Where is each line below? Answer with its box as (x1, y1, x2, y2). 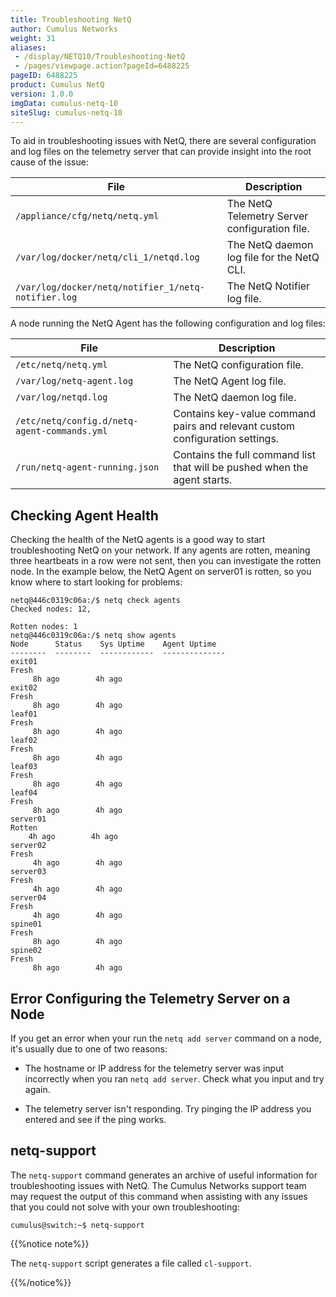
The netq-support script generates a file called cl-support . (10, 1257, 252, 1269)
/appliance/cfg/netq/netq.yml (15, 211, 160, 222)
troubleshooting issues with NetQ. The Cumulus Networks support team (10, 1179, 307, 1191)
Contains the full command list (173, 448, 316, 462)
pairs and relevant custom (173, 419, 296, 433)
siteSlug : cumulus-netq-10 (10, 107, 123, 118)
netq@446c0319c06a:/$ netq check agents (10, 596, 182, 606)
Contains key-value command (173, 407, 317, 421)
